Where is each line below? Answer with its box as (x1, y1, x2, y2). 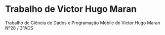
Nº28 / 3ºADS (5, 25, 34, 31)
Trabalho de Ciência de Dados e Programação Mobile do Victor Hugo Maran (5, 20, 161, 26)
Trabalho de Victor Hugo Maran (5, 3, 137, 15)
